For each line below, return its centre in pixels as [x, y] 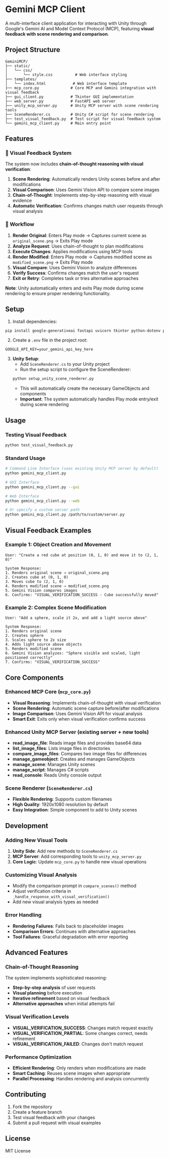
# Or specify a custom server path [43, 510]
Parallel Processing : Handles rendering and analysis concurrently [81, 1078]
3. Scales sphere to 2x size [36, 640]
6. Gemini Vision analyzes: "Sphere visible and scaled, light [73, 653]
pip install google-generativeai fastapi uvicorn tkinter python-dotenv [83, 331]
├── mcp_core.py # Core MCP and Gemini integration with [81, 88]
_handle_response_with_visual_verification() [61, 897]
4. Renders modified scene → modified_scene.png [57, 586]
